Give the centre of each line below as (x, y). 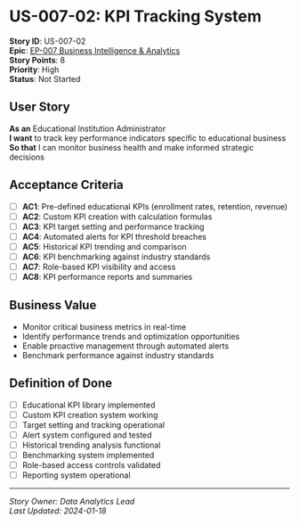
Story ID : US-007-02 (48, 41)
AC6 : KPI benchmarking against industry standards (116, 257)
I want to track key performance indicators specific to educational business (148, 138)
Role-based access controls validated (91, 465)
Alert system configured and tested (87, 435)
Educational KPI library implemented (89, 405)
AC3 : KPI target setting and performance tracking (113, 226)
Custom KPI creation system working (90, 414)
